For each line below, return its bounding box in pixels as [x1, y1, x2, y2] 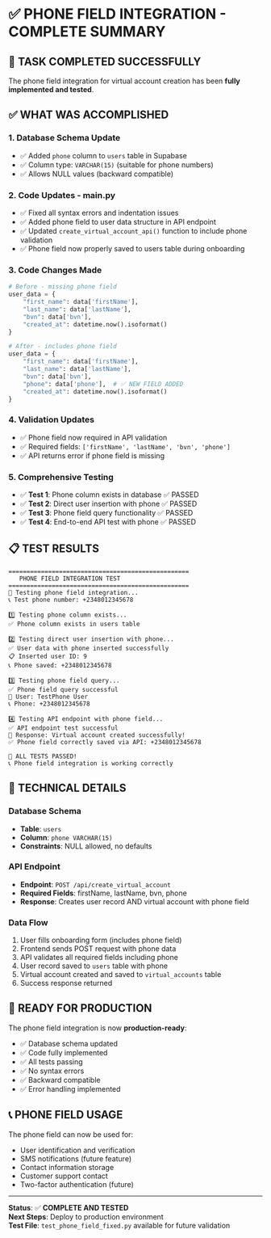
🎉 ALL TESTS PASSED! [8, 752, 78, 760]
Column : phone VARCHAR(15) [19, 832, 113, 842]
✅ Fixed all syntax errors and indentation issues [19, 208, 179, 217]
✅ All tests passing [19, 1056, 83, 1067]
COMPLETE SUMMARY [8, 23, 166, 41]
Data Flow [8, 916, 48, 928]
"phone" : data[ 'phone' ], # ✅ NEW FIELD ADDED [23, 380, 184, 388]
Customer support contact [19, 1171, 109, 1181]
